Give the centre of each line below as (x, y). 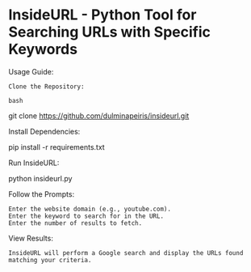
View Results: (31, 238)
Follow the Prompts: (42, 194)
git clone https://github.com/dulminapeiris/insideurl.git (99, 116)
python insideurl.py (40, 178)
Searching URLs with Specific (110, 32)
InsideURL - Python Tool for (102, 15)
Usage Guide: (31, 71)
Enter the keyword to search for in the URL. (86, 216)
